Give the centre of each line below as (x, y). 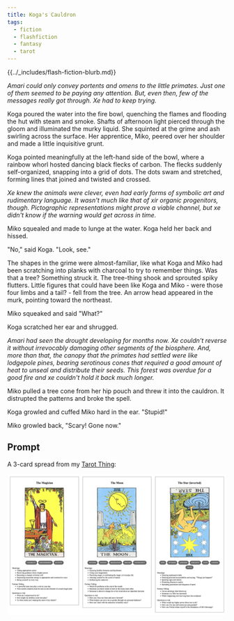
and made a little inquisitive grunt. (56, 144)
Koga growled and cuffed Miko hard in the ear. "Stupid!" (87, 412)
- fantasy (28, 44)
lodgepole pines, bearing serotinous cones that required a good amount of (115, 363)
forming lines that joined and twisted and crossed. (79, 179)
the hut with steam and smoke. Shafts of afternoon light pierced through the (116, 121)
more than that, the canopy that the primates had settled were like (103, 355)
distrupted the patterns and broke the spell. (69, 398)
